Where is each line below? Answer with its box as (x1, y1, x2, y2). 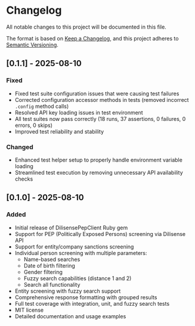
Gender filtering (23, 268, 63, 275)
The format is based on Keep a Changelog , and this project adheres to (6, 35, 179, 42)
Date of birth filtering (23, 262, 76, 269)
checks (14, 175, 33, 182)
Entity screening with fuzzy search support (14, 287, 121, 294)
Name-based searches (23, 256, 81, 263)
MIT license (14, 306, 44, 313)
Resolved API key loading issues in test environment (14, 108, 143, 116)
